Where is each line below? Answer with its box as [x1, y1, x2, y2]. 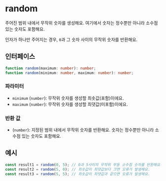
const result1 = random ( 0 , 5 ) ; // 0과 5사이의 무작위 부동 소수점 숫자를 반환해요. [5, 162, 163, 167]
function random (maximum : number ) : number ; [5, 66, 96, 71]
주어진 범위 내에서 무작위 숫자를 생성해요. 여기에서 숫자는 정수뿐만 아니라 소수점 [5, 20, 158, 26]
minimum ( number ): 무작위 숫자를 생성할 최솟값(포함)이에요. [12, 95, 124, 101]
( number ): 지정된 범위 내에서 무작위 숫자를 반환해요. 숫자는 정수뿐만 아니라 [12, 127, 154, 133]
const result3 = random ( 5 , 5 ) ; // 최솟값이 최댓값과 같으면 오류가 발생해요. [5, 171, 151, 177]
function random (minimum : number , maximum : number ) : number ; [5, 70, 134, 75]
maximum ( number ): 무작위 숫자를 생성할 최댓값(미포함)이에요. [12, 101, 128, 107]
